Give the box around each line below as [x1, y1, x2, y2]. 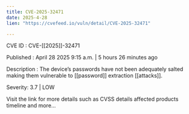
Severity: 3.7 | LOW [6, 84, 55, 91]
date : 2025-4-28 [6, 15, 47, 21]
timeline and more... [6, 102, 57, 109]
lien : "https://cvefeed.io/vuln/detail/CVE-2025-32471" [6, 20, 151, 26]
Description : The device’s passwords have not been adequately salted [6, 65, 184, 73]
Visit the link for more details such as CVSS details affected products [6, 95, 179, 103]
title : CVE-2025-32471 [6, 8, 64, 15]
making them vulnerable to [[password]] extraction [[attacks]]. [6, 72, 163, 79]
